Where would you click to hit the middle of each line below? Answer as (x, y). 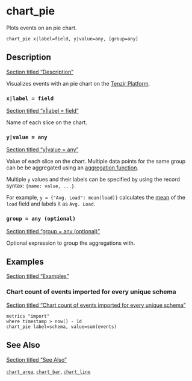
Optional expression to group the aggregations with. (71, 243)
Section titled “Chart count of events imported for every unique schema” (96, 305)
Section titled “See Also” (37, 359)
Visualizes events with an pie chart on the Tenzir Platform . (78, 83)
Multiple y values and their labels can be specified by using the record (93, 180)
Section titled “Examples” (38, 276)
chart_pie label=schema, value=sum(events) (62, 327)
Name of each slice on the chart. (47, 122)
